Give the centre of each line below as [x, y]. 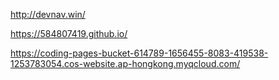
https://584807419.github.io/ [69, 33]
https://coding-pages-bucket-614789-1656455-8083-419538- [139, 53]
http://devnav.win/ [48, 14]
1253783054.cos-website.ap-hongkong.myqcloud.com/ [125, 63]
